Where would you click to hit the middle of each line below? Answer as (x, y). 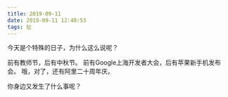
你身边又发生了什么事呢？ (44, 86)
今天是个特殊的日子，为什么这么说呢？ (63, 48)
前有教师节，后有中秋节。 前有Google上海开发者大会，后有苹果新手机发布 (114, 63)
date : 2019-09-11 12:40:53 (47, 20)
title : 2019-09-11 (34, 14)
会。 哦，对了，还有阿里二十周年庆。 (61, 72)
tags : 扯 (19, 27)
